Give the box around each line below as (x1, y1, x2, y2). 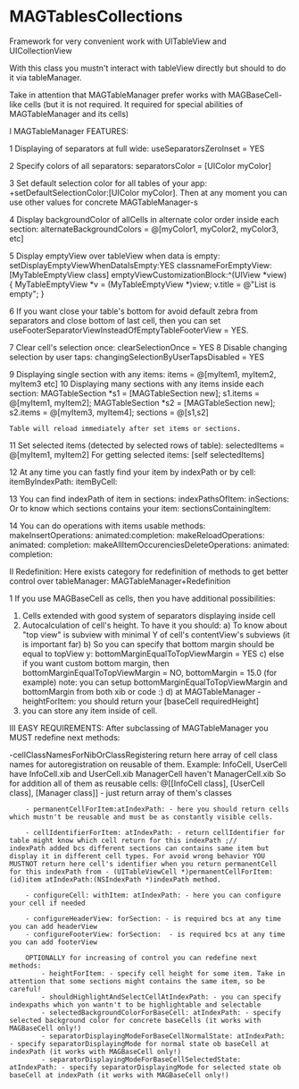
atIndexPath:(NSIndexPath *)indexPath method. (45, 874, 221, 884)
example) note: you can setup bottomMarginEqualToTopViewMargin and (21, 677, 288, 688)
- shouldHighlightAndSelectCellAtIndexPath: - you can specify (41, 992, 281, 1001)
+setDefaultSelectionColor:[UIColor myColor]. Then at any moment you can (9, 187, 287, 198)
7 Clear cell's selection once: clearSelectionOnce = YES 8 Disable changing (9, 342, 287, 352)
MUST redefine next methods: (9, 731, 120, 743)
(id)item (9, 874, 42, 884)
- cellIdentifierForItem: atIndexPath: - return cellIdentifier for (25, 828, 286, 837)
